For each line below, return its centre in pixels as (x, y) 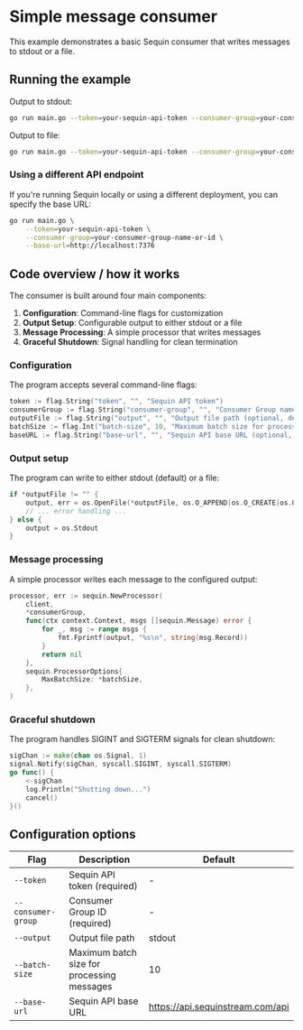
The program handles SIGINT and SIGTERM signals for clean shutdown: (142, 739)
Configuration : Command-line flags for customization (123, 313)
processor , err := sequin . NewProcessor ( (87, 596)
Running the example (70, 80)
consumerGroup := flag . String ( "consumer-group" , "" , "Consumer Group (143, 410)
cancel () (42, 798)
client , (40, 604)
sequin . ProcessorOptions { (74, 671)
